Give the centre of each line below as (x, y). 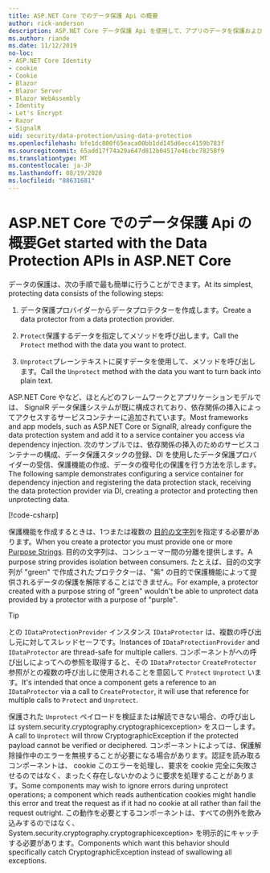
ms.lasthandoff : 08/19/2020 (55, 173)
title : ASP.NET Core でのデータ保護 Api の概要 (83, 16)
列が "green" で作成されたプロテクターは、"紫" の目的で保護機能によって (129, 572)
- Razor (21, 121)
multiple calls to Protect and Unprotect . (74, 700)
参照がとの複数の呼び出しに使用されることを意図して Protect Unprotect (127, 672)
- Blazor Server (35, 91)
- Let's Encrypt (35, 114)
